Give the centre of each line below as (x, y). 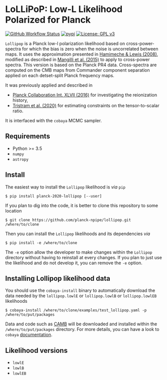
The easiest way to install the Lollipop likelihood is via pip (65, 187)
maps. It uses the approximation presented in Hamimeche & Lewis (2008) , (82, 54)
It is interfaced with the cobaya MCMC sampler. (53, 120)
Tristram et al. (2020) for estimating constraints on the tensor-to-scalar (86, 105)
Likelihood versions (36, 350)
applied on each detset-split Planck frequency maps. (60, 75)
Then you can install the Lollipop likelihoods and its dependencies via (78, 234)
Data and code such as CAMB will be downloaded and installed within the (81, 324)
